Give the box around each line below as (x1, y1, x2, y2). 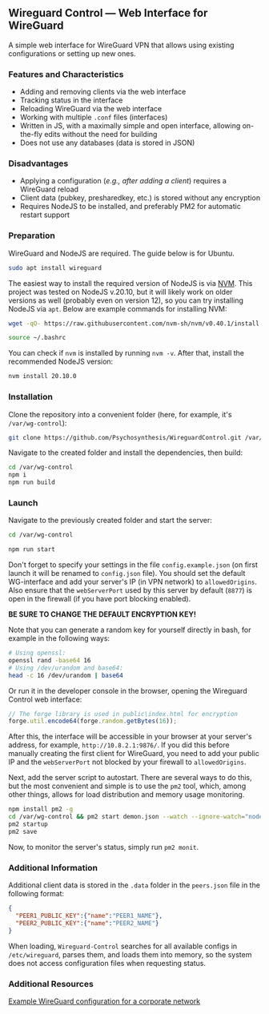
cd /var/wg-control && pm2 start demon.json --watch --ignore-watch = (8, 813, 246, 821)
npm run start (8, 545, 56, 553)
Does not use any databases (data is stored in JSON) (19, 138, 195, 147)
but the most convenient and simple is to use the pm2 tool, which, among (8, 781, 247, 791)
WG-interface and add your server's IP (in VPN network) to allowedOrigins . (8, 577, 258, 587)
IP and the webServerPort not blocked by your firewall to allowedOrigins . (8, 757, 247, 767)
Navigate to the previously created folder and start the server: (8, 516, 212, 525)
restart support (19, 210, 70, 219)
